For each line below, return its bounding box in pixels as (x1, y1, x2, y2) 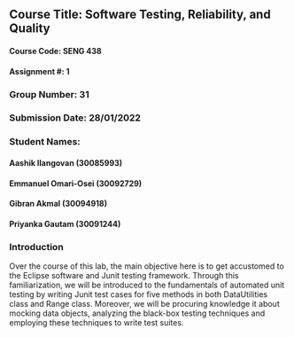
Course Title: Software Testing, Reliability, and (9, 7, 272, 22)
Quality (9, 21, 50, 36)
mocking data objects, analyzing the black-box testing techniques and (9, 308, 266, 318)
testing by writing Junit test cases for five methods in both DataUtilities (9, 289, 268, 300)
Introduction (9, 240, 64, 253)
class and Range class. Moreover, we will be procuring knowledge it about (9, 299, 281, 310)
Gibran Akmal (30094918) (9, 199, 108, 209)
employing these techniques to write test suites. (9, 317, 184, 328)
